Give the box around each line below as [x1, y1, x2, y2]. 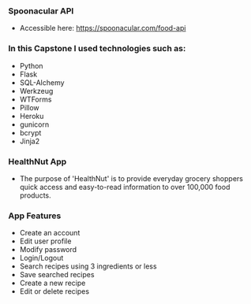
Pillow [19, 102, 39, 112]
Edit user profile [19, 236, 72, 246]
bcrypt [19, 128, 42, 137]
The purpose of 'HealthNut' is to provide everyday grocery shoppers [19, 173, 243, 183]
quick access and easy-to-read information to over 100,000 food [19, 182, 230, 191]
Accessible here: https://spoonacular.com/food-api [19, 24, 186, 33]
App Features [8, 210, 62, 221]
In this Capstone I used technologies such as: [8, 43, 186, 54]
